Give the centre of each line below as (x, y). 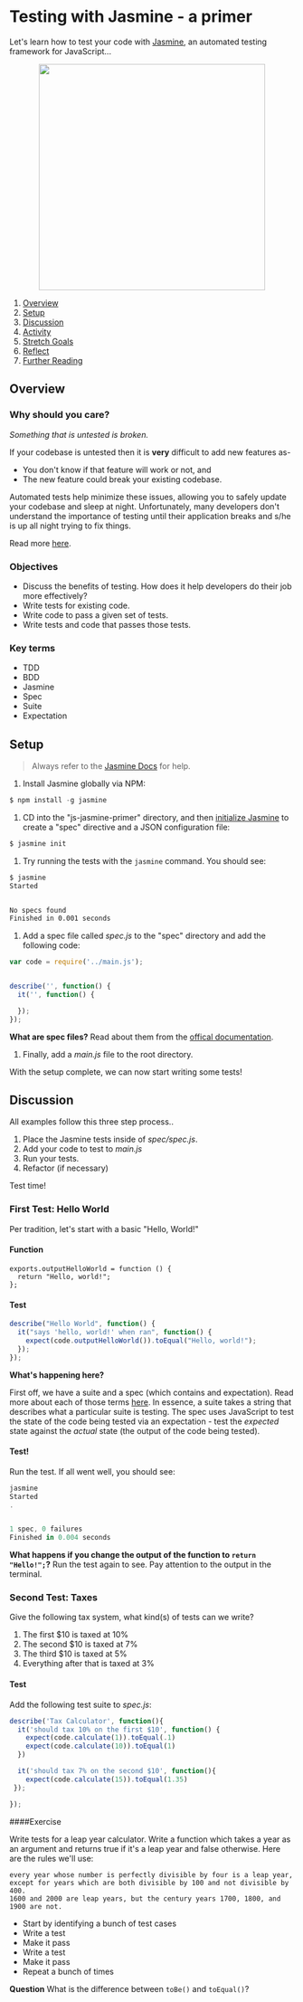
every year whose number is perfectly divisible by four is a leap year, (151, 1874)
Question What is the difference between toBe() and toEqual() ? (129, 1988)
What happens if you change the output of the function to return (133, 1555)
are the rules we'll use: (52, 1858)
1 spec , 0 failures (46, 1529)
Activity (37, 331)
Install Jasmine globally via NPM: (84, 783)
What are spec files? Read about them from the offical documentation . (142, 1037)
